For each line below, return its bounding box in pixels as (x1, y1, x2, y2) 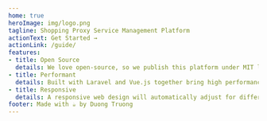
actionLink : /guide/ (8, 41, 77, 49)
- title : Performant (8, 71, 77, 79)
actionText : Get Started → (8, 33, 98, 42)
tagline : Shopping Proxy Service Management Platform (8, 26, 191, 34)
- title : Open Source (8, 57, 80, 64)
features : (8, 49, 41, 57)
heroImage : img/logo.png (8, 19, 91, 27)
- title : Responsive (8, 85, 77, 94)
